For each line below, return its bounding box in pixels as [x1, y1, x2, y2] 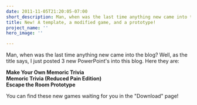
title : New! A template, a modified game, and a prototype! [6, 19, 157, 25]
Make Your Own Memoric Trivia [6, 69, 84, 76]
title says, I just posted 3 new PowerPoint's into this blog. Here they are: [6, 58, 180, 65]
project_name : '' [6, 24, 49, 31]
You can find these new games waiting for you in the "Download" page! [6, 93, 179, 100]
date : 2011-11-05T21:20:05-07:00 [6, 8, 88, 15]
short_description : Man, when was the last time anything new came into [6, 14, 188, 20]
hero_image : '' [6, 30, 43, 36]
